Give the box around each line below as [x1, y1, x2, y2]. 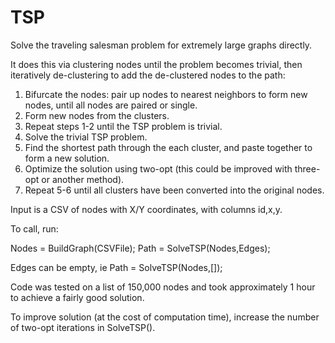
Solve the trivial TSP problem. [24, 131, 148, 143]
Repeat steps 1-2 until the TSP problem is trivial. [24, 120, 223, 132]
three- [294, 162, 321, 175]
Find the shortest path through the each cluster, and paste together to [24, 141, 313, 153]
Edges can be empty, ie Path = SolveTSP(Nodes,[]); [10, 261, 223, 273]
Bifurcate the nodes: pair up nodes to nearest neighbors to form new [24, 88, 308, 100]
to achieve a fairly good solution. [10, 291, 145, 303]
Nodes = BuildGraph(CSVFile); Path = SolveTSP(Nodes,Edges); [10, 242, 271, 254]
